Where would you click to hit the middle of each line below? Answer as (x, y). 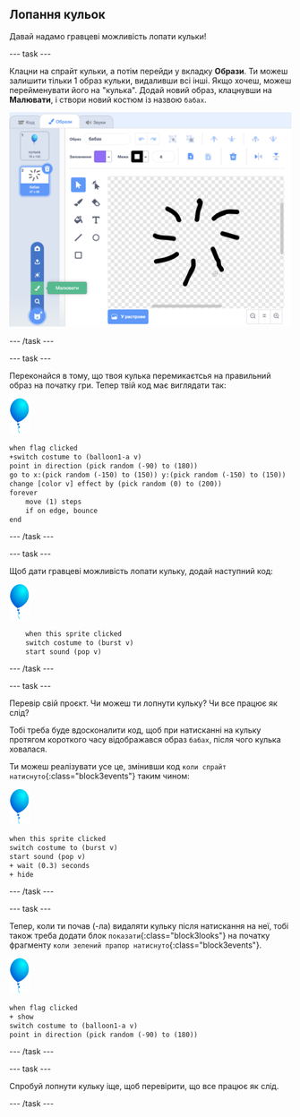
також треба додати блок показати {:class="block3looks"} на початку (140, 935)
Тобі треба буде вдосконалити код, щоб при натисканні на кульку (135, 730)
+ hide (21, 874)
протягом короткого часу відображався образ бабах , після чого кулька (146, 739)
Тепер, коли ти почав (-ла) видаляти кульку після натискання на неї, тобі (149, 925)
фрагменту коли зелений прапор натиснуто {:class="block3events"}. (136, 945)
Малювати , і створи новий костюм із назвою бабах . (108, 99)
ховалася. (28, 749)
